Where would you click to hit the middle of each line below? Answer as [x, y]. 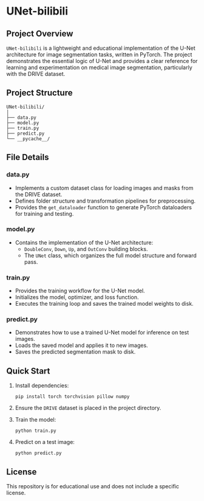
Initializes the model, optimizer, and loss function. [77, 297]
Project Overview [40, 34]
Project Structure [39, 93]
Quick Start [28, 371]
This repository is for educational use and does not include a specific [93, 486]
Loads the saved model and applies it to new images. [81, 345]
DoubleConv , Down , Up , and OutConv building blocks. [86, 249]
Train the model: [36, 420]
